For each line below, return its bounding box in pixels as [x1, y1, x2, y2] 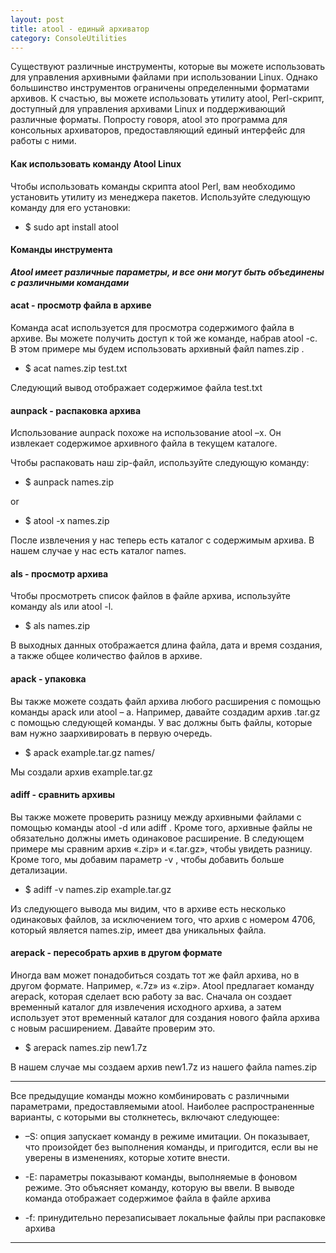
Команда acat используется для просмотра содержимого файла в [10, 321, 295, 333]
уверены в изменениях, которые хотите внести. [24, 1152, 231, 1163]
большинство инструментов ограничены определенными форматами [10, 82, 310, 94]
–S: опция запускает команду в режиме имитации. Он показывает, [24, 1131, 311, 1142]
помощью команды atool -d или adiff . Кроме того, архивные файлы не [10, 821, 313, 833]
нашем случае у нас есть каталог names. [10, 545, 187, 557]
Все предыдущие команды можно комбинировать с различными [10, 1090, 290, 1101]
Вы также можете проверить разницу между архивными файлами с [10, 811, 302, 823]
